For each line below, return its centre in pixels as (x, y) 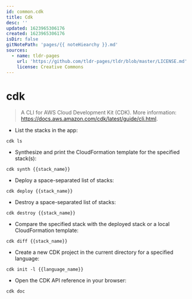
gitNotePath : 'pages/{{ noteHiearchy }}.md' (62, 45)
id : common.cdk (25, 12)
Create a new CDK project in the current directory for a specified (94, 252)
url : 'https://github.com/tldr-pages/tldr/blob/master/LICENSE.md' (102, 61)
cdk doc (16, 291)
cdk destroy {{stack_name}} (41, 213)
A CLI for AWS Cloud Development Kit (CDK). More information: (99, 113)
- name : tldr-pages (36, 56)
